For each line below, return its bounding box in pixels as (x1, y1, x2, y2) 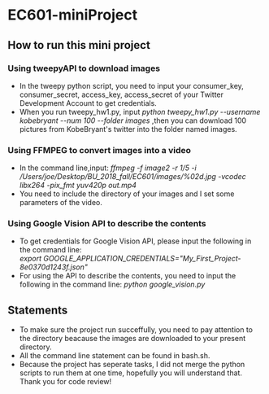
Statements (7, 303, 68, 317)
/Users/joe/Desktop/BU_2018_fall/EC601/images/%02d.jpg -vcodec (19, 172, 247, 182)
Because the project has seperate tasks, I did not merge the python (19, 360, 245, 370)
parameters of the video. (19, 198, 103, 208)
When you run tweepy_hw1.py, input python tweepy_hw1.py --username (19, 107, 261, 116)
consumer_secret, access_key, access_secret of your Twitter (19, 90, 224, 99)
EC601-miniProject (7, 6, 138, 24)
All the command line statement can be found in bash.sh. (19, 351, 210, 361)
